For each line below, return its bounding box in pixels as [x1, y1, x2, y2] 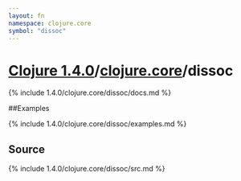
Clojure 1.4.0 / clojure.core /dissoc [8, 61, 234, 80]
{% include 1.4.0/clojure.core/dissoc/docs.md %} [8, 88, 171, 97]
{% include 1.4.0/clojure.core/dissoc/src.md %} [8, 164, 165, 174]
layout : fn [8, 11, 45, 20]
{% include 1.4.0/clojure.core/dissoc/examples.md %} [8, 119, 187, 129]
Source [8, 142, 46, 156]
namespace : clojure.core [8, 19, 92, 27]
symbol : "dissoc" [8, 27, 67, 35]
